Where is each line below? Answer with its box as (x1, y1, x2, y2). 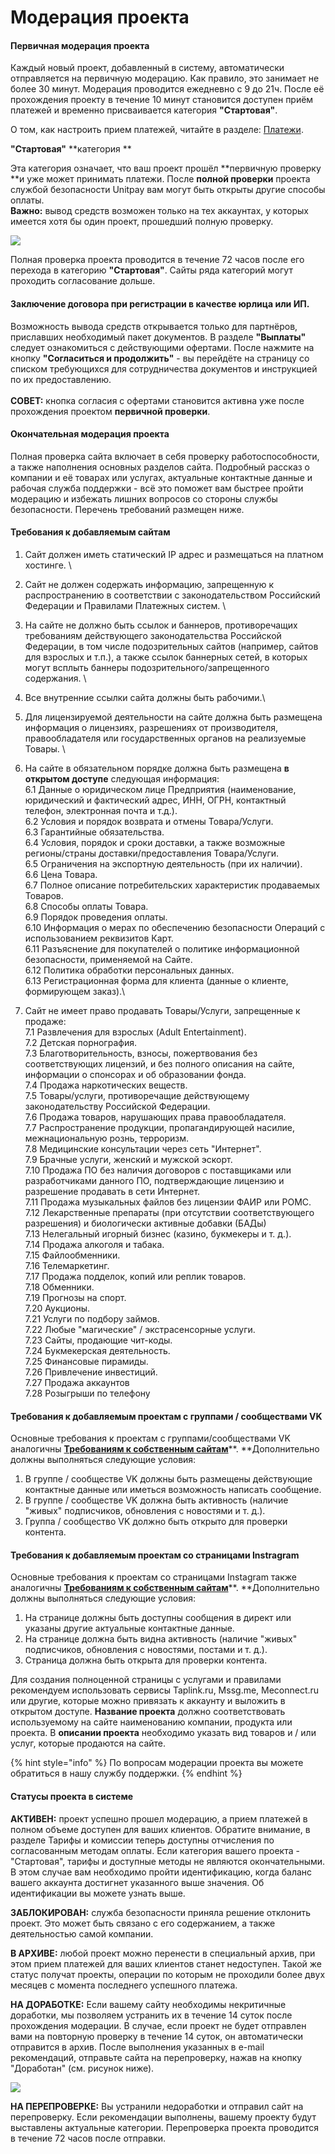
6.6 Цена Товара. (24, 869, 98, 880)
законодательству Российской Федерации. (24, 1101, 211, 1112)
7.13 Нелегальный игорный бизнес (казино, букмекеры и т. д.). (24, 1228, 292, 1240)
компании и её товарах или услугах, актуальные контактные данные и (10, 471, 313, 483)
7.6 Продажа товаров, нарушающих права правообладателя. (24, 1111, 287, 1123)
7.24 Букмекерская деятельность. (24, 1345, 171, 1356)
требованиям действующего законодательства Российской (24, 630, 282, 641)
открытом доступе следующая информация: (24, 773, 220, 785)
